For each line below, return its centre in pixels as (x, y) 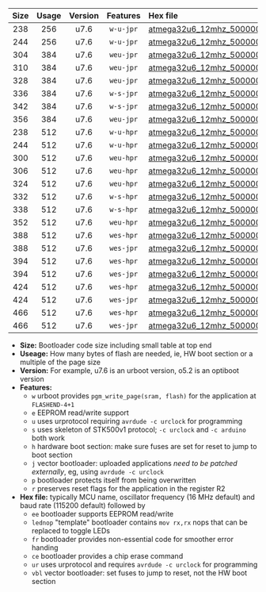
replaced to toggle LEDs (71, 530)
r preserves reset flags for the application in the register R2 (128, 488)
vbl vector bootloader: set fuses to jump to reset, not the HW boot (139, 573)
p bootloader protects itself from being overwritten (114, 480)
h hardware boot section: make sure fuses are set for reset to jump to (144, 446)
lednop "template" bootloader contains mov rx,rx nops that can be (139, 522)
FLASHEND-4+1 (53, 405)
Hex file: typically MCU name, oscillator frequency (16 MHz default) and (137, 497)
